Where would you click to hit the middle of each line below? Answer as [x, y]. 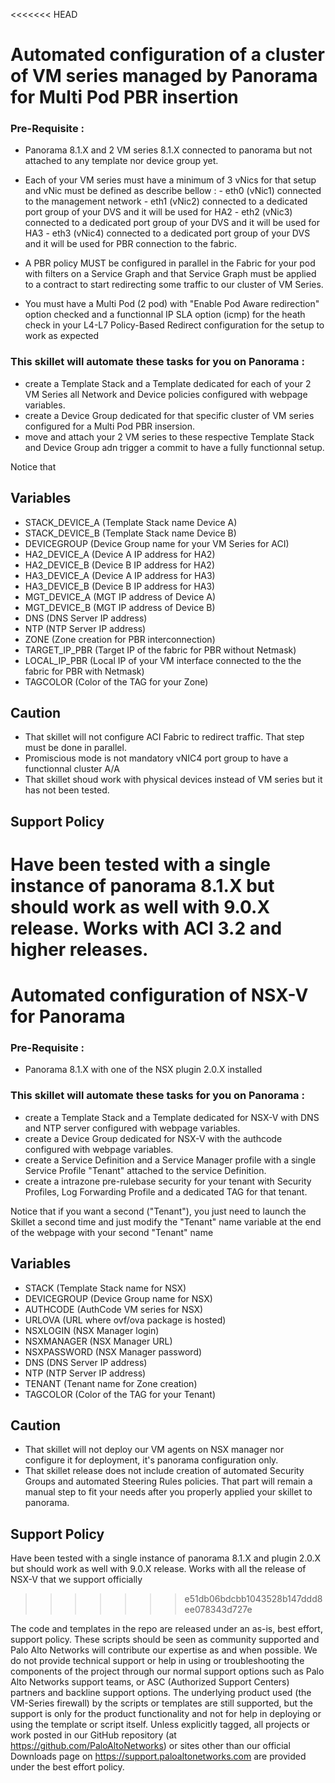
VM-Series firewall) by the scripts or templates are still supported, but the [161, 1703]
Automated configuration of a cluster [167, 55]
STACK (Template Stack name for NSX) [105, 1288]
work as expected [62, 336]
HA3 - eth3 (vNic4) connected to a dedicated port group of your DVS [167, 233]
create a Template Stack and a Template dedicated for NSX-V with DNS [172, 1117]
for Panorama [68, 1016]
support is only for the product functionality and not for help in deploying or [166, 1714]
